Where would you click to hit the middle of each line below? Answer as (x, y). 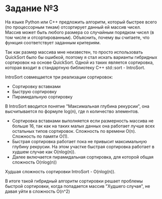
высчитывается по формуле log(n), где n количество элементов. (72, 111)
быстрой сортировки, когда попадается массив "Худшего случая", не (78, 186)
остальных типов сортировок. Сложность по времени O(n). (74, 131)
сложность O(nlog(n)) (34, 162)
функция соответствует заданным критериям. (53, 42)
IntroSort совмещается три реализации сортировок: (59, 77)
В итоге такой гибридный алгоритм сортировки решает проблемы (74, 181)
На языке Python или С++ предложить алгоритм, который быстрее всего (81, 22)
